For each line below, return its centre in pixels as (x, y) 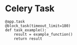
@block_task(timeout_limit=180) (38, 26)
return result (28, 39)
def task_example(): (26, 30)
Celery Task (30, 9)
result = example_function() (43, 34)
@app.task (15, 22)
